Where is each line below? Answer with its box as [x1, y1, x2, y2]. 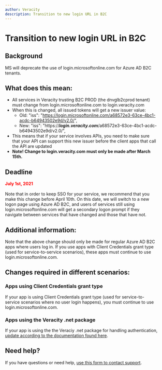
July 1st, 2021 [5, 181, 33, 187]
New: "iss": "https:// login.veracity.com [19, 123, 98, 129]
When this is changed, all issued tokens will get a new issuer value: [12, 107, 146, 113]
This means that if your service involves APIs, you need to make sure [12, 133, 150, 139]
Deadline [5, 168, 33, 176]
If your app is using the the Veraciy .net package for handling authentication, [5, 327, 158, 333]
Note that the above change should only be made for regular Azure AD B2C [5, 239, 155, 245]
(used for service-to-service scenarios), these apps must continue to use [5, 249, 151, 255]
